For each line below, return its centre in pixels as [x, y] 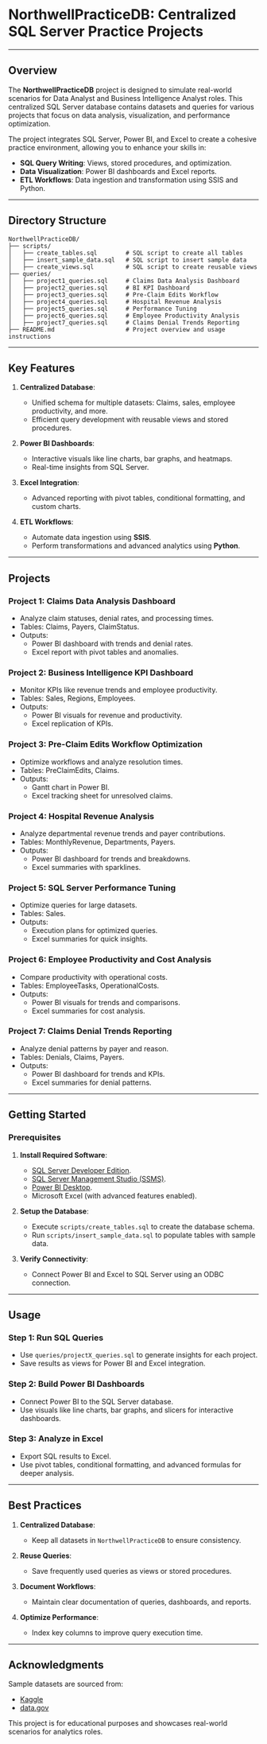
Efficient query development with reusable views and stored [130, 420]
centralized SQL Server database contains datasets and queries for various [131, 107]
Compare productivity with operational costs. [94, 977]
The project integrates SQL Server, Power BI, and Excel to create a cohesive [132, 139]
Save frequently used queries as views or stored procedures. [132, 1571]
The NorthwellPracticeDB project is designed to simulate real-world [120, 90]
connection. [51, 1283]
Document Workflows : [58, 1586]
